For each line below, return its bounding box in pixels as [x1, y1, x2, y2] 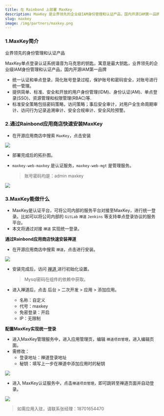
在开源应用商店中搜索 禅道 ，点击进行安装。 [12, 247, 98, 252]
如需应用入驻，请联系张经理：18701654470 [17, 406, 104, 412]
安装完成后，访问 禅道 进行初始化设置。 [12, 266, 92, 272]
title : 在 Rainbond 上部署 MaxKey [5, 7, 72, 12]
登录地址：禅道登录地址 [19, 354, 67, 360]
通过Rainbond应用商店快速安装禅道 [5, 236, 77, 242]
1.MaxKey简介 [5, 38, 39, 44]
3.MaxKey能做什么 [5, 195, 50, 202]
